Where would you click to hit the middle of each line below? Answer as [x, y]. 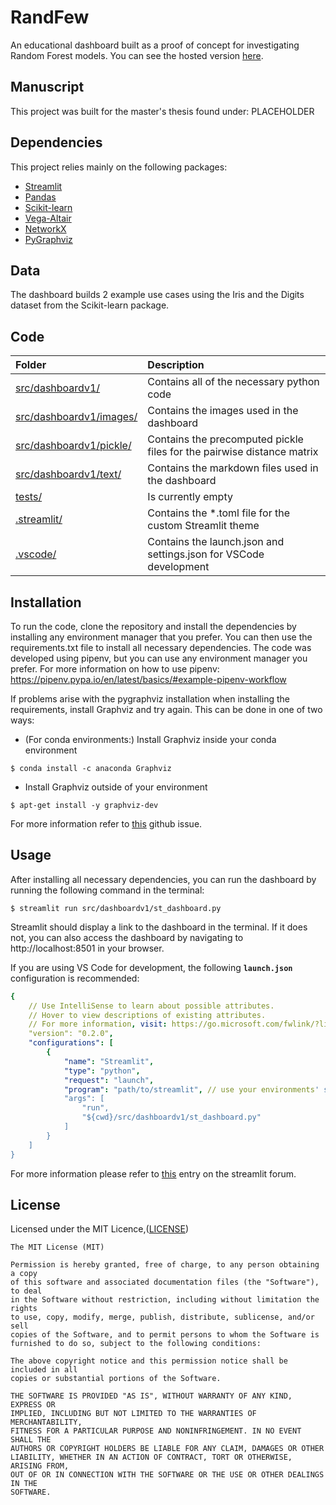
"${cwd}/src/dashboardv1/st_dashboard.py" [171, 1117]
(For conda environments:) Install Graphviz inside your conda [150, 739]
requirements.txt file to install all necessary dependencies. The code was [161, 647]
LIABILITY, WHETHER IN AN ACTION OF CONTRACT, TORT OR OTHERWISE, [151, 1457]
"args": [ [84, 1099]
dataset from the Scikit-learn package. [90, 305]
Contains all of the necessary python [233, 382]
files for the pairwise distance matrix [233, 452]
